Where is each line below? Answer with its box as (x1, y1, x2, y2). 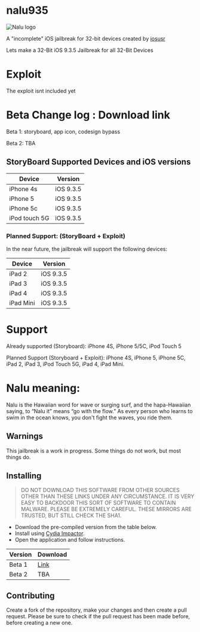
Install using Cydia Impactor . (14, 530, 85, 537)
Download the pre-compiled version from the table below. (14, 524, 157, 531)
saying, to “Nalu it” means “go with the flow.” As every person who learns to (6, 407, 193, 414)
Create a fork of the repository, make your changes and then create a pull (6, 606, 187, 613)
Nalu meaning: (6, 381, 81, 395)
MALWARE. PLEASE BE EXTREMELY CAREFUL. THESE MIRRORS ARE (20, 506, 192, 513)
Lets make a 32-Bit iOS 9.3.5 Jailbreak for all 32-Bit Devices (6, 46, 153, 54)
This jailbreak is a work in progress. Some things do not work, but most (6, 447, 181, 454)
